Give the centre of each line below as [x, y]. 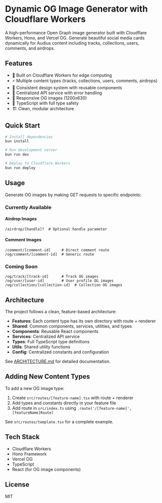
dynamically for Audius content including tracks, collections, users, [72, 43]
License [17, 485]
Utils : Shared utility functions [41, 347]
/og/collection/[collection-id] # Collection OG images [64, 285]
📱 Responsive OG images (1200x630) [49, 98]
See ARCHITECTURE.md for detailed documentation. [58, 361]
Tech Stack [22, 437]
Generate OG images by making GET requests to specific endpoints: [73, 195]
